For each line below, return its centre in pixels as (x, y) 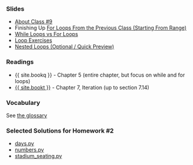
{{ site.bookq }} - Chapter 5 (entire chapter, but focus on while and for (100, 75)
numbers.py (29, 150)
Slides (15, 9)
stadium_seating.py (38, 156)
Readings (20, 62)
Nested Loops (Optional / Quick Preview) (64, 47)
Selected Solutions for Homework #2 (60, 130)
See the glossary (27, 115)
